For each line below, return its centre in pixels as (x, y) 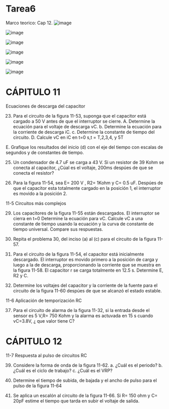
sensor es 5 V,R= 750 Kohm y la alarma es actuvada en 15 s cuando (83, 316)
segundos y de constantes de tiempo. (45, 152)
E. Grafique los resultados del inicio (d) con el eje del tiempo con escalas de (84, 147)
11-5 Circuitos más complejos (36, 203)
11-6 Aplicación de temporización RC (44, 300)
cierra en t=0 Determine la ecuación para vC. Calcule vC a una (78, 218)
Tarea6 (21, 9)
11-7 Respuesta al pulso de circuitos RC (46, 355)
